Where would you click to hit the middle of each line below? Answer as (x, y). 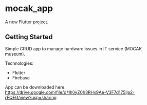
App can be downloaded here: (35, 87)
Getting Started (29, 37)
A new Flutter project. (27, 22)
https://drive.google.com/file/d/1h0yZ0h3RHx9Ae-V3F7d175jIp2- (70, 92)
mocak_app (29, 8)
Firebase (21, 77)
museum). (15, 54)
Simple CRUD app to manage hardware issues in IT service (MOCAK (73, 48)
